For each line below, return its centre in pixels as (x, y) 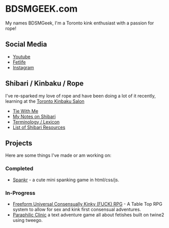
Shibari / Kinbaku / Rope (45, 84)
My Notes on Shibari (34, 116)
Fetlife (19, 62)
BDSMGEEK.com (41, 9)
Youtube (21, 56)
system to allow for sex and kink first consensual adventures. (77, 209)
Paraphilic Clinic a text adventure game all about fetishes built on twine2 (88, 215)
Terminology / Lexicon (36, 122)
